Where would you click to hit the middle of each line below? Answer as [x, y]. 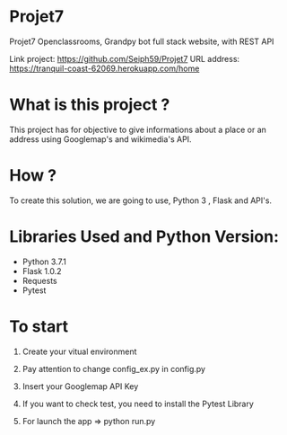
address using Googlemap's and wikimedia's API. [100, 139]
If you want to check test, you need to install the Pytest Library [138, 404]
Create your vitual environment [79, 351]
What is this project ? [90, 105]
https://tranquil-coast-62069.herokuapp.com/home [104, 68]
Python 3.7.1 [44, 262]
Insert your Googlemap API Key [80, 386]
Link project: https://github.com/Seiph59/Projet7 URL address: [125, 58]
